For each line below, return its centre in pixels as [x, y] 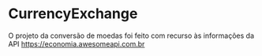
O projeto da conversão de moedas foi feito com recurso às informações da [131, 35]
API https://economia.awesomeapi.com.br [77, 43]
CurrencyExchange [73, 14]
